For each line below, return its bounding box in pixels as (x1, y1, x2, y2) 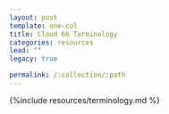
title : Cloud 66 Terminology (9, 29, 118, 38)
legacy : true (9, 54, 58, 63)
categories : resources (9, 37, 94, 47)
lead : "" (9, 46, 42, 55)
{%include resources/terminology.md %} (9, 94, 161, 105)
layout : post (9, 12, 58, 22)
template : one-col (9, 21, 78, 30)
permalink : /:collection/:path (9, 70, 126, 80)
